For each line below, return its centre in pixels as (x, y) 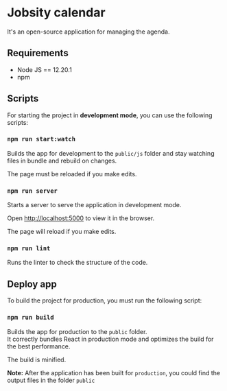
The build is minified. (37, 359)
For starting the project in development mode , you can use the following (110, 115)
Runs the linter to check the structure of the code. (77, 263)
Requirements (38, 53)
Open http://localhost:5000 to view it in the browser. (81, 218)
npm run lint (29, 249)
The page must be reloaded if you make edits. (72, 174)
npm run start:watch (41, 139)
